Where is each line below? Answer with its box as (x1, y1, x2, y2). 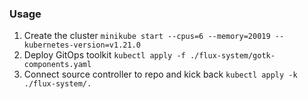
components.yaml (23, 60, 92, 70)
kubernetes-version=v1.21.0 (23, 40, 141, 51)
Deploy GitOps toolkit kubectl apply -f (23, 49, 186, 61)
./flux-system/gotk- (189, 51, 276, 61)
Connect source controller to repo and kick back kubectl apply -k (23, 68, 298, 81)
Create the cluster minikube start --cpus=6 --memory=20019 (23, 30, 271, 42)
